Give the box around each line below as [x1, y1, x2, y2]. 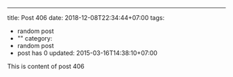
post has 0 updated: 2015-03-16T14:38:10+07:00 [17, 49, 158, 57]
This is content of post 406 [7, 63, 85, 70]
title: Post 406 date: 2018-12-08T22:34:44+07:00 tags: [7, 14, 165, 21]
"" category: [17, 34, 53, 42]
